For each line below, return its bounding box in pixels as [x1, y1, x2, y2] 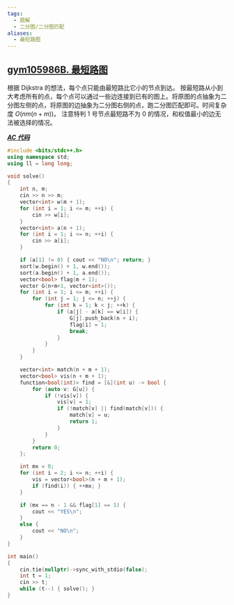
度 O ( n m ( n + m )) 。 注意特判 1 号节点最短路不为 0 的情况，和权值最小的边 [7, 109, 215, 118]
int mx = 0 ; [19, 463, 54, 470]
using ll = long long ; [7, 160, 73, 167]
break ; [69, 328, 89, 335]
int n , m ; [19, 185, 49, 192]
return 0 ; [32, 444, 61, 451]
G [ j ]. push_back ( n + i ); [69, 314, 139, 321]
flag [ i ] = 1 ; [69, 321, 108, 328]
